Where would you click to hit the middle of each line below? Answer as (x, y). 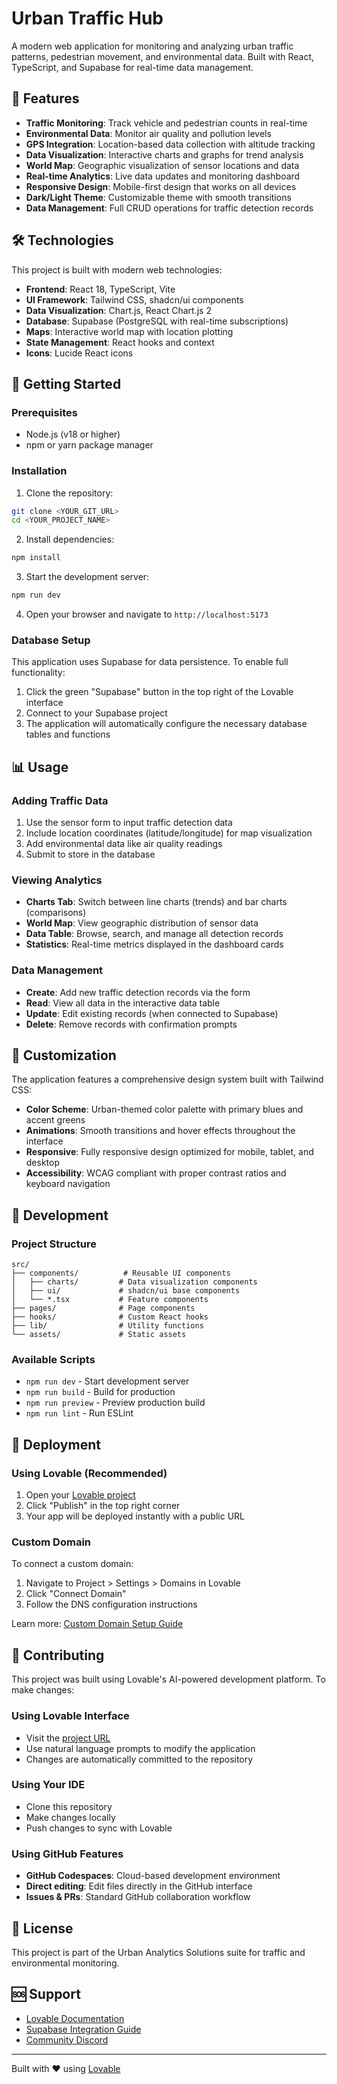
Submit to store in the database (90, 854)
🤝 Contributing (58, 1655)
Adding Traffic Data (60, 800)
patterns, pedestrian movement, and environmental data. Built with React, (163, 56)
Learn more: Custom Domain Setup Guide (97, 1624)
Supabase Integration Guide (83, 2029)
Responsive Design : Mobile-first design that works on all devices (161, 186)
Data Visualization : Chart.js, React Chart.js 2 (118, 310)
